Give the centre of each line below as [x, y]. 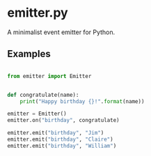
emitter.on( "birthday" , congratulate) [63, 120]
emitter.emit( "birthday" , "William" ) [62, 146]
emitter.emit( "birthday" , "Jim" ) [56, 133]
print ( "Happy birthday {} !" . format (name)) [82, 101]
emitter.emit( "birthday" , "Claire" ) [60, 139]
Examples [29, 54]
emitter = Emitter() [37, 114]
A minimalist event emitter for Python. [61, 32]
